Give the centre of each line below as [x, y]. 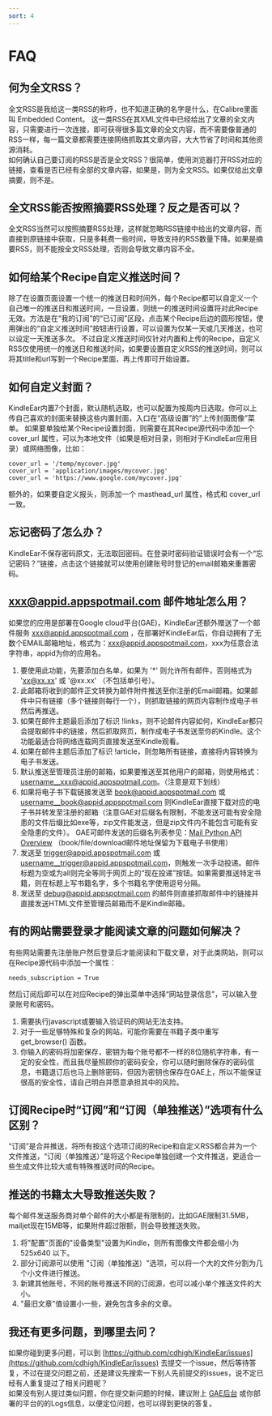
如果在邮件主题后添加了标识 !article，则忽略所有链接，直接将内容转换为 [139, 751]
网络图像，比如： [58, 449]
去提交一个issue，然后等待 [205, 1363]
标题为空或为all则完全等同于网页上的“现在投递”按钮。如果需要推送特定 [137, 873]
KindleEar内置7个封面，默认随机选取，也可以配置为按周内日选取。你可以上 [133, 408]
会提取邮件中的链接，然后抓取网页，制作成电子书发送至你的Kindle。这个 [140, 731]
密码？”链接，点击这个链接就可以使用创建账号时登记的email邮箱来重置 [132, 563]
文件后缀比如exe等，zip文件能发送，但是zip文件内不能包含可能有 [142, 822]
